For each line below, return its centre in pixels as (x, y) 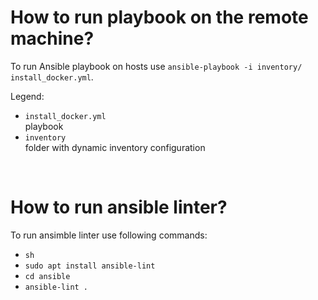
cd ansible (47, 276)
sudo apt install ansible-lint (90, 266)
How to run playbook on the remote (159, 17)
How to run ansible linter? (119, 207)
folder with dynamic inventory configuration (115, 147)
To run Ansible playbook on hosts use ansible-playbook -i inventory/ (156, 66)
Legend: (27, 96)
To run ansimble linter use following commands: (109, 235)
